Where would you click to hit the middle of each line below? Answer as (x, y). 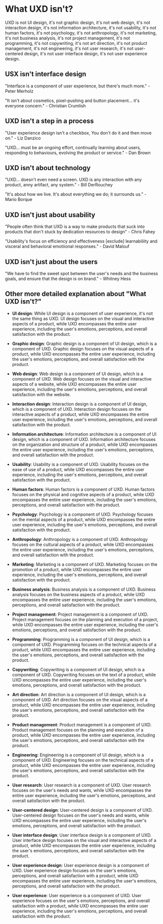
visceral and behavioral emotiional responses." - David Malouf (67, 246)
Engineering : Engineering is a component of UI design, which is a (78, 755)
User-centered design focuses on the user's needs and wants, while (81, 815)
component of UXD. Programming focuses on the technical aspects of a (84, 644)
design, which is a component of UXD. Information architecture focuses (84, 439)
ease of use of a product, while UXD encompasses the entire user (78, 469)
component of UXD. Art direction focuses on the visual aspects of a (80, 700)
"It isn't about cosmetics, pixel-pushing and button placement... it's (72, 100)
